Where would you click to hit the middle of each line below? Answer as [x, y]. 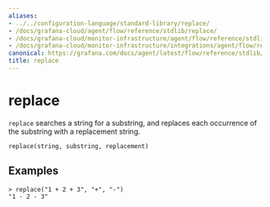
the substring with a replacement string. [74, 131]
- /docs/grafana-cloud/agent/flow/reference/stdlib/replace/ [113, 31]
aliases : [23, 16]
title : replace [34, 61]
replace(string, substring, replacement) [79, 146]
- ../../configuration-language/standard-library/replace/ [109, 23]
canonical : [27, 53]
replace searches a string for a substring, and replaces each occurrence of [133, 122]
